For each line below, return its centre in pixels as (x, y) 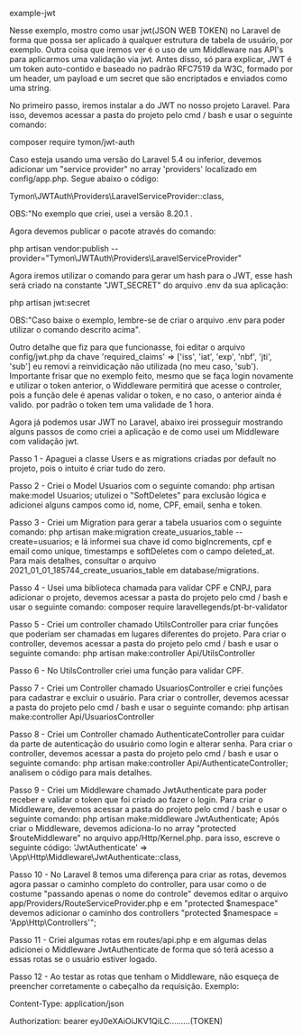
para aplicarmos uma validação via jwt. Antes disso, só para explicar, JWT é (151, 59)
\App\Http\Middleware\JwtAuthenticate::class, (96, 857)
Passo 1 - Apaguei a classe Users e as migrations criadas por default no (143, 458)
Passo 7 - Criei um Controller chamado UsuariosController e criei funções (146, 688)
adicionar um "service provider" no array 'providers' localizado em (133, 169)
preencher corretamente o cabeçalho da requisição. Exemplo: (124, 986)
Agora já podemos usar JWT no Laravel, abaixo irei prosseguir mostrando (146, 422)
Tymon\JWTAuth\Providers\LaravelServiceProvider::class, (117, 196)
